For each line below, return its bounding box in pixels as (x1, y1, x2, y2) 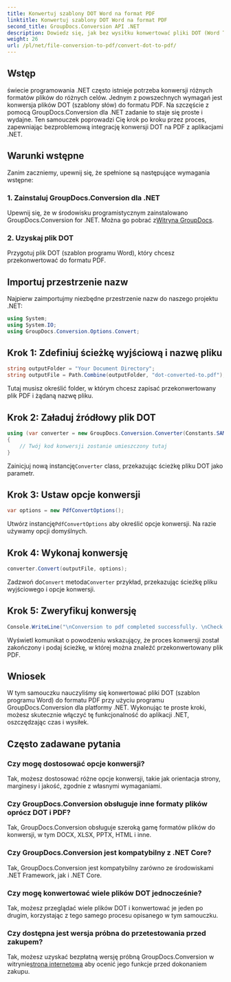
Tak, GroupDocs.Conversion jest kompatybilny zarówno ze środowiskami (7, 863, 214, 872)
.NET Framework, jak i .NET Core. (7, 871, 102, 879)
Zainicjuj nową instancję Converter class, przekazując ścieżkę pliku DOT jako (7, 462, 223, 470)
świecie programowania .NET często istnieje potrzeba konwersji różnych (7, 86, 213, 94)
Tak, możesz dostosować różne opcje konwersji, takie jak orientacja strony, (7, 774, 221, 783)
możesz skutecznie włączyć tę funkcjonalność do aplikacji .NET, (7, 711, 190, 719)
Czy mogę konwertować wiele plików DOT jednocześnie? (7, 888, 202, 898)
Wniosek (7, 670, 46, 682)
